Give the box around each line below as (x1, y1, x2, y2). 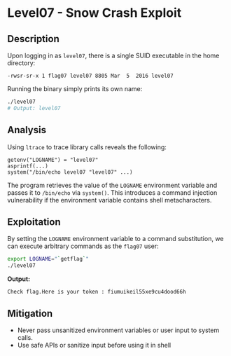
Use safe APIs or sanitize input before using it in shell (17, 341, 171, 349)
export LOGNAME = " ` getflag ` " (7, 256, 90, 263)
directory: (7, 59, 36, 67)
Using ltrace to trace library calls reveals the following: (7, 142, 167, 151)
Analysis (7, 124, 47, 136)
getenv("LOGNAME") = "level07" (7, 156, 99, 163)
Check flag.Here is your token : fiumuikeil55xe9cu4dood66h (7, 289, 187, 296)
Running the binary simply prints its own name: (7, 85, 143, 93)
